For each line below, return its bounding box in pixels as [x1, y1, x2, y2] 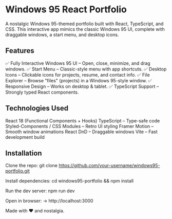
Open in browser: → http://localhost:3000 [5, 198, 93, 204]
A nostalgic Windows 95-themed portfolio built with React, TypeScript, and [5, 21, 164, 27]
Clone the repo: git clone [5, 162, 58, 169]
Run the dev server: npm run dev [5, 188, 75, 194]
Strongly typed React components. [5, 89, 79, 95]
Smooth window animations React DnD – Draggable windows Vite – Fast [5, 129, 158, 135]
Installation [5, 149, 42, 157]
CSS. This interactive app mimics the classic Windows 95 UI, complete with [5, 26, 165, 32]
